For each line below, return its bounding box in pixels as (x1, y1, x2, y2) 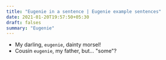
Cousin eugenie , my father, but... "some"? (14, 48, 117, 55)
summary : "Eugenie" (6, 25, 55, 31)
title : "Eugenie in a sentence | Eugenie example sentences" (6, 8, 162, 15)
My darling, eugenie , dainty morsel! (14, 41, 102, 48)
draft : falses (6, 19, 42, 25)
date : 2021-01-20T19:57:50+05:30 (6, 14, 90, 20)
